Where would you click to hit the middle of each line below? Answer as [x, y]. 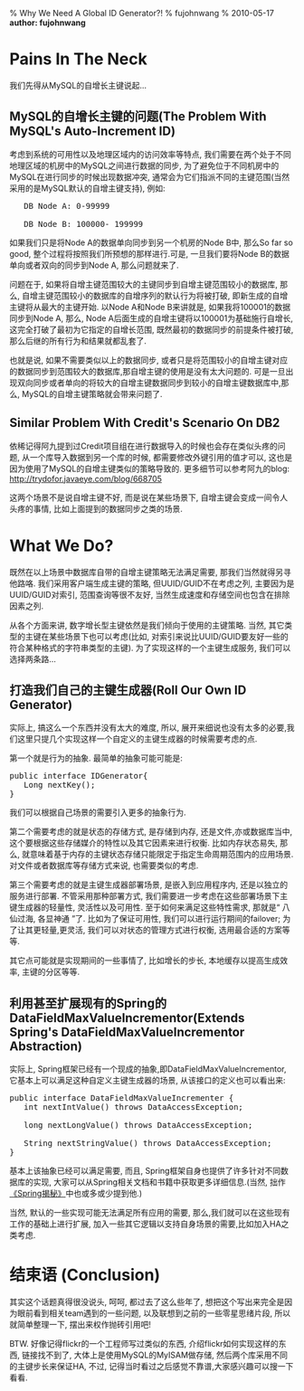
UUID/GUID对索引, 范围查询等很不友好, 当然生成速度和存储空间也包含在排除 [150, 594]
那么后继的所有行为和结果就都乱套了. [78, 341]
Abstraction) [46, 1046]
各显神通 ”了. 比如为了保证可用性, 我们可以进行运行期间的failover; [159, 919]
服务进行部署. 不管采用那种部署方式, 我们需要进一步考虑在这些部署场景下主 [148, 896]
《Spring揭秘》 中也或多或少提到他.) [76, 1194]
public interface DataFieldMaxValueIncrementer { [122, 1098]
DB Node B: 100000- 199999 [84, 224]
